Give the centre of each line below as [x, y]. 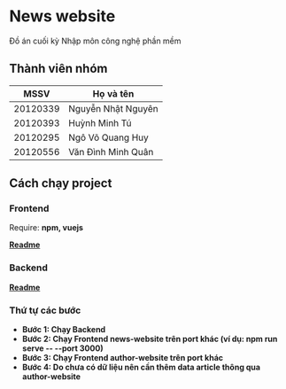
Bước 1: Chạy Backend [64, 330]
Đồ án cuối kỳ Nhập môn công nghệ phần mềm [95, 41]
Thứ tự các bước [45, 310]
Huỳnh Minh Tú [100, 123]
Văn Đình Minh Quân [111, 152]
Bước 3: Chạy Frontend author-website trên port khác [123, 358]
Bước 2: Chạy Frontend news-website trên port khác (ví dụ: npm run [150, 339]
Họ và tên [113, 93]
